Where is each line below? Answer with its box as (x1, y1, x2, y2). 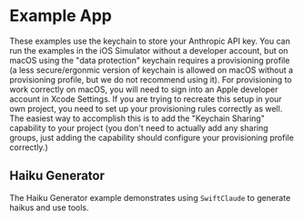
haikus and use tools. (9, 202, 89, 213)
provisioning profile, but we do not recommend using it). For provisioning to (9, 74, 293, 85)
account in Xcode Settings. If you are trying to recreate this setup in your (9, 93, 282, 105)
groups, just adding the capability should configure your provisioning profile (9, 132, 294, 143)
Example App (9, 5, 112, 26)
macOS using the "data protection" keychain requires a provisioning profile (9, 55, 290, 65)
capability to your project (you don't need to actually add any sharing (9, 122, 268, 133)
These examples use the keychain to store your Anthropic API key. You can (9, 35, 291, 46)
